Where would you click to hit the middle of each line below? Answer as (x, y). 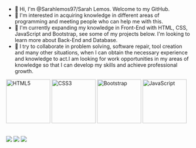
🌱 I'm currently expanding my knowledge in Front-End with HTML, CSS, (101, 27)
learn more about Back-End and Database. (66, 40)
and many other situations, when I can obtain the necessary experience (101, 52)
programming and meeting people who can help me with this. (89, 21)
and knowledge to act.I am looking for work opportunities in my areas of (102, 59)
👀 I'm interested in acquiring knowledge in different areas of (87, 15)
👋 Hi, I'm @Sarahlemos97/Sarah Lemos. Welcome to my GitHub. (92, 9)
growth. (24, 71)
